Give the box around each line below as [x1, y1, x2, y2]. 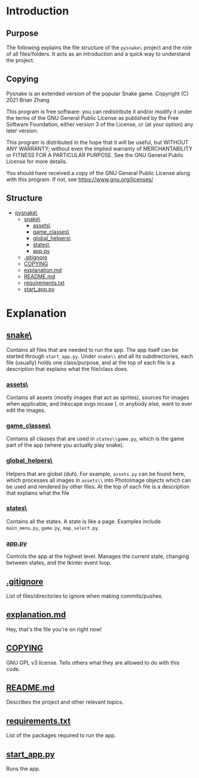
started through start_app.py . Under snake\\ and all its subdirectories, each [6, 352, 193, 360]
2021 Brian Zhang [6, 96, 50, 103]
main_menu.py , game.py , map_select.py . [6, 524, 100, 531]
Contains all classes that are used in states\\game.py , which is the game [6, 435, 184, 442]
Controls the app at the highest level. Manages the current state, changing [6, 553, 189, 560]
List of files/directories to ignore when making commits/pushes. [6, 592, 163, 599]
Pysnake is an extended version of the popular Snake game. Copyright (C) [6, 90, 189, 97]
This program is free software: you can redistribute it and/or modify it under [6, 108, 192, 115]
